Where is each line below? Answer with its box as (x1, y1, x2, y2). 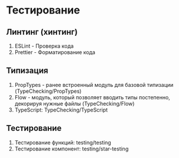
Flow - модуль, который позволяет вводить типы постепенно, (14, 93, 171, 100)
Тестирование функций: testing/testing (14, 139, 111, 146)
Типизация (6, 66, 48, 76)
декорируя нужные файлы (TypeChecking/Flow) (14, 100, 135, 107)
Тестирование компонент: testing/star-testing (14, 145, 129, 152)
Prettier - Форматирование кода (14, 49, 95, 56)
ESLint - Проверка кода (14, 42, 74, 49)
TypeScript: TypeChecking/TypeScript (14, 106, 108, 113)
